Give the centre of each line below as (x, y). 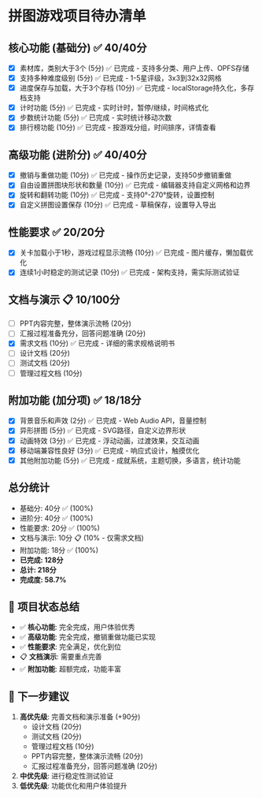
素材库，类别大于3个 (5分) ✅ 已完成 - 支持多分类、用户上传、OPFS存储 (134, 68)
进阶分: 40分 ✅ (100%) (56, 518)
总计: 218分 (38, 569)
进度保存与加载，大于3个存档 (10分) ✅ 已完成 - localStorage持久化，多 (133, 88)
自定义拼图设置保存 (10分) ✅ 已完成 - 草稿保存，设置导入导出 (118, 205)
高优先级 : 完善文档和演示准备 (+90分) (80, 717)
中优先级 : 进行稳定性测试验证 (66, 776)
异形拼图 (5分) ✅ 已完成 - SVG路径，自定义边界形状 (103, 431)
